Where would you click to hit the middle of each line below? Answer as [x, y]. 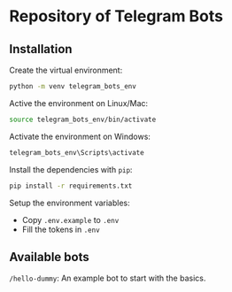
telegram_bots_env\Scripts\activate [77, 152]
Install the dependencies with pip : [71, 169]
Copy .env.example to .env [70, 219]
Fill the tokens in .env [61, 229]
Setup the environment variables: [70, 203]
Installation [41, 49]
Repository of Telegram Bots [116, 16]
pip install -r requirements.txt [71, 186]
